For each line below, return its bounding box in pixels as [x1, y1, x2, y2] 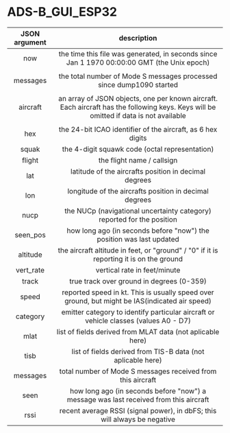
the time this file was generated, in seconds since [58, 49, 218, 58]
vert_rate [16, 265, 45, 274]
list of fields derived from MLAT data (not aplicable [56, 327, 220, 336]
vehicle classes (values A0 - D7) [85, 316, 192, 325]
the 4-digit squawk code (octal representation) [62, 144, 214, 154]
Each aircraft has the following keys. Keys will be [60, 102, 216, 112]
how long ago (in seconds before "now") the [66, 226, 210, 235]
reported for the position [99, 214, 178, 224]
